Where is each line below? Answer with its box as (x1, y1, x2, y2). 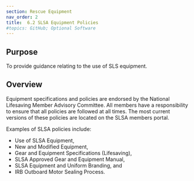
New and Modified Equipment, (14, 143, 89, 150)
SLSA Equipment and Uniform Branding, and (14, 162, 122, 169)
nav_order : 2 (6, 14, 38, 20)
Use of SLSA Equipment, (14, 137, 75, 144)
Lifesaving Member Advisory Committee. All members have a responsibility (6, 101, 188, 108)
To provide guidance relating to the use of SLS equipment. (6, 62, 148, 70)
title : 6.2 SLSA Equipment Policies (6, 19, 99, 25)
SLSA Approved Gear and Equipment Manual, (14, 156, 125, 163)
